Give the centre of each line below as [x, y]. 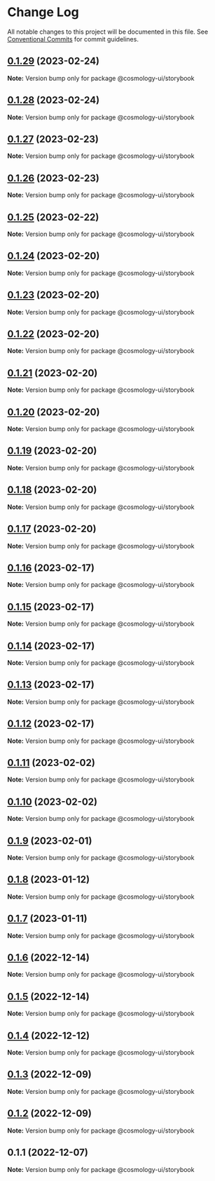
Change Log [43, 12]
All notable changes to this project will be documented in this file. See [108, 32]
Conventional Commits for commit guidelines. [73, 39]
